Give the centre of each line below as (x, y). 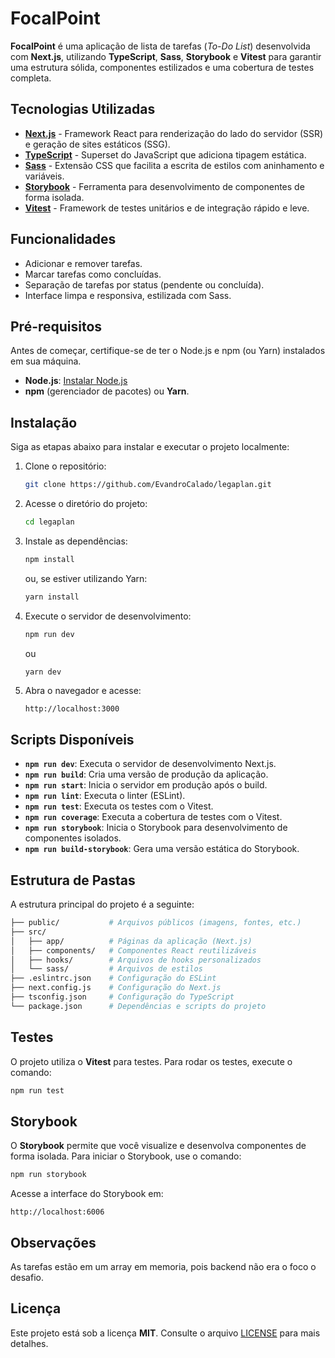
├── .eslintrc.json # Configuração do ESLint (113, 978)
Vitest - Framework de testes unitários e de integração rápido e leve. (167, 208)
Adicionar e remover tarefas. (83, 263)
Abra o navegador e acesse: (83, 691)
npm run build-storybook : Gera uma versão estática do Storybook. (162, 849)
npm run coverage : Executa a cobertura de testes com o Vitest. (153, 817)
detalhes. (29, 1343)
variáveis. (44, 176)
